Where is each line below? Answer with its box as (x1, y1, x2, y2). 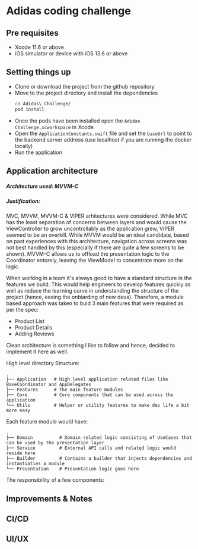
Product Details (14, 324, 53, 331)
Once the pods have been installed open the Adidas (14, 117, 140, 124)
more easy (6, 407, 31, 414)
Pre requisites (6, 28, 59, 38)
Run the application (14, 149, 62, 156)
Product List (14, 318, 44, 325)
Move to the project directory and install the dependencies (14, 89, 158, 96)
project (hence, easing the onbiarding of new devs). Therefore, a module (6, 293, 184, 301)
